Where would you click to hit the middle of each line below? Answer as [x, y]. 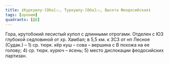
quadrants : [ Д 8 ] [23, 19]
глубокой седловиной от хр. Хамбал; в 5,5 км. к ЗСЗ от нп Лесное [78, 39]
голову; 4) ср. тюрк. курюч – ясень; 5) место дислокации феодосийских [84, 50]
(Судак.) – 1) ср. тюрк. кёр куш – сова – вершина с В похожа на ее [78, 45]
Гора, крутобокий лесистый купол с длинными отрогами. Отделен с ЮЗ [84, 34]
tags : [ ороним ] [22, 15]
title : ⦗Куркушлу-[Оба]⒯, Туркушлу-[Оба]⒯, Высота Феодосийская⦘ [78, 10]
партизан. [16, 56]
